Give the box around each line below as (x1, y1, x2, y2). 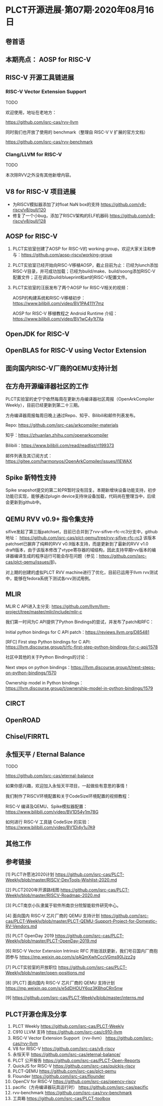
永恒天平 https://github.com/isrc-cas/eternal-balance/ (12, 1052, 121, 1057)
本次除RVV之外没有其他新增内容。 (5, 172, 74, 178)
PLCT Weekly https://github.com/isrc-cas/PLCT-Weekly (12, 1023, 124, 1029)
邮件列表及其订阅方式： (5, 453, 52, 459)
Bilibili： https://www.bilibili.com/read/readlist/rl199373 (5, 442, 114, 448)
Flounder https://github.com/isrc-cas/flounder (12, 1073, 105, 1079)
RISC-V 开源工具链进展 (5, 73, 74, 82)
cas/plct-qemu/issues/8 (5, 559, 53, 565)
